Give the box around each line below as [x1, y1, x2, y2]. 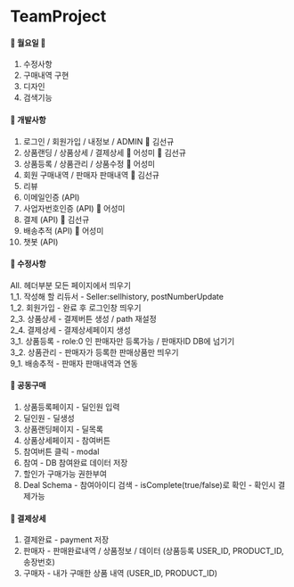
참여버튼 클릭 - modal [22, 446, 100, 457]
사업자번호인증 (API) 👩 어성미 [22, 203, 126, 213]
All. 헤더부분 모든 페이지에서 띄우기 [10, 279, 132, 291]
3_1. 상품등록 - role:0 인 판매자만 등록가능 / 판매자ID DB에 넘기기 [10, 335, 235, 346]
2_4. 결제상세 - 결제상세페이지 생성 [10, 324, 132, 335]
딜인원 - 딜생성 [22, 413, 75, 423]
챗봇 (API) [22, 236, 59, 247]
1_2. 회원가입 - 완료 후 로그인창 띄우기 [10, 302, 142, 313]
